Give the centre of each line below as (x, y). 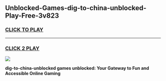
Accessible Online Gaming (33, 73)
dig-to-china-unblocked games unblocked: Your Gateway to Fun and (77, 68)
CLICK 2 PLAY (22, 48)
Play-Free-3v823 (32, 16)
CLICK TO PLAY (24, 30)
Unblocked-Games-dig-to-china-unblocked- (76, 8)
